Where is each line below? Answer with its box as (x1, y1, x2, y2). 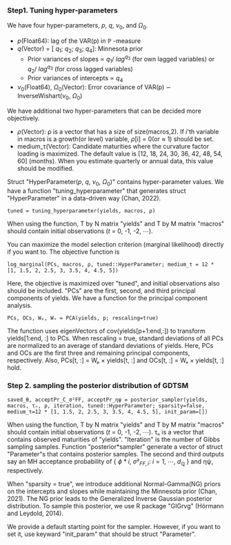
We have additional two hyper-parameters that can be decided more (7, 107, 201, 116)
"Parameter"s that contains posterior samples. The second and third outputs (7, 450, 224, 459)
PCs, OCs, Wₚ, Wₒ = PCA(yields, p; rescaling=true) (7, 314, 159, 322)
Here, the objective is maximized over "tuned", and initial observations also (7, 279, 220, 287)
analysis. (7, 301, 32, 309)
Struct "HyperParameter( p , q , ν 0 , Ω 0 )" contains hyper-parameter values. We (7, 178, 224, 187)
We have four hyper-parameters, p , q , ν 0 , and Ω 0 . (7, 21, 148, 31)
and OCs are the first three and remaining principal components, (7, 349, 190, 357)
